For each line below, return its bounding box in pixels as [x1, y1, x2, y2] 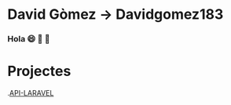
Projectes [7, 63, 71, 80]
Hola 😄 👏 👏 [7, 34, 50, 45]
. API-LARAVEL [7, 89, 54, 98]
